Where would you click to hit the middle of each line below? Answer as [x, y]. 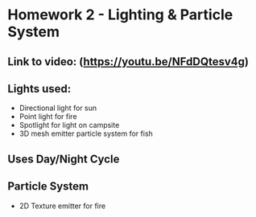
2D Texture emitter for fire [62, 206]
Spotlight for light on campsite [69, 125]
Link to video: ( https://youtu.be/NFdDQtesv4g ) [128, 61]
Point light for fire [48, 117]
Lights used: [39, 89]
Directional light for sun [58, 108]
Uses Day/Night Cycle [64, 159]
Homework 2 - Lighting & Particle [120, 15]
